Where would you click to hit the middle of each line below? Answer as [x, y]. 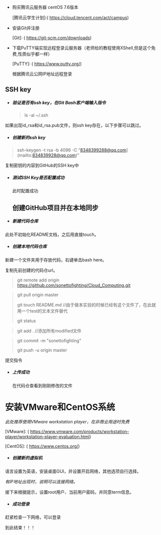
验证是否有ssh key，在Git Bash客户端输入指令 [59, 102]
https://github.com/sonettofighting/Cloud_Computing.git [74, 285]
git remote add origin [38, 280]
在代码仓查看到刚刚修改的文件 [42, 385]
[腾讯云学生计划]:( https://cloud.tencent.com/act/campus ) [70, 18]
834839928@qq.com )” [56, 155]
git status [26, 321]
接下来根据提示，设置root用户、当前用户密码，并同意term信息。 [69, 492]
